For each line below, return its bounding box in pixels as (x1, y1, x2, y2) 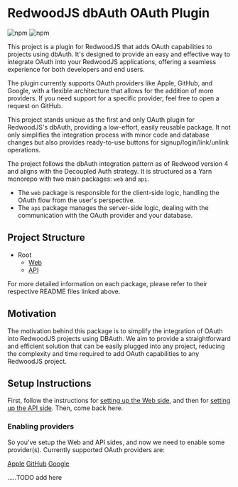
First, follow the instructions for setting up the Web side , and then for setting (7, 397, 231, 405)
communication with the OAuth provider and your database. (17, 211, 193, 219)
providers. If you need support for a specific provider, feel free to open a (7, 94, 220, 103)
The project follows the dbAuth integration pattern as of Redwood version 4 (7, 159, 229, 168)
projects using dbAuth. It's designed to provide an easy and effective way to (7, 50, 231, 58)
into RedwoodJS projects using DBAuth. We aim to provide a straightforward (7, 334, 231, 342)
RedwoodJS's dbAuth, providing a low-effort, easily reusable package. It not (7, 122, 231, 131)
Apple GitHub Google (7, 459, 70, 468)
